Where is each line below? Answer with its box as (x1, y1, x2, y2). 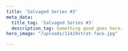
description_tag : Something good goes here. (11, 25, 123, 31)
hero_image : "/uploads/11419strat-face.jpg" (6, 31, 118, 37)
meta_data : (6, 14, 33, 20)
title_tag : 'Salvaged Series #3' (11, 20, 94, 26)
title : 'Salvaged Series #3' (6, 8, 78, 15)
